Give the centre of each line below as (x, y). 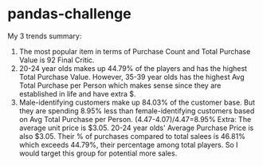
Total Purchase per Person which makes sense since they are (120, 85)
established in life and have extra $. (77, 93)
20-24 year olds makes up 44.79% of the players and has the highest (133, 68)
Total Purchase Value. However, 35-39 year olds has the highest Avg (131, 77)
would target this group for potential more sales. (98, 153)
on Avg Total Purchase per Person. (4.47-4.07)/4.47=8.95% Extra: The (135, 119)
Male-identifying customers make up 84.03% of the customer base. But (137, 102)
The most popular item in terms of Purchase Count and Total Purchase (135, 51)
